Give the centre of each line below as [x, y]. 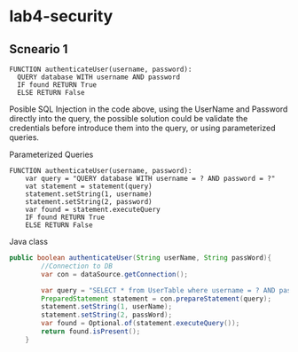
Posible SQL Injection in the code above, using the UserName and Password [149, 109]
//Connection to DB [77, 266]
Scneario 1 [39, 49]
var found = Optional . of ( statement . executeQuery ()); [141, 324]
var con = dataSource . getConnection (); [115, 274]
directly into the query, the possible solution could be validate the [129, 118]
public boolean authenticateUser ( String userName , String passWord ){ [141, 258]
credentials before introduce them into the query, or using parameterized [143, 128]
